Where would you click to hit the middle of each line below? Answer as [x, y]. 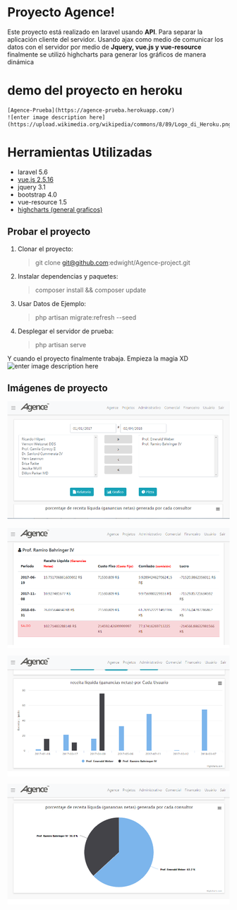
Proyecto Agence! [61, 12]
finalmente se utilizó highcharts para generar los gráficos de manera [107, 54]
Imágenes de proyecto [57, 389]
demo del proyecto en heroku [95, 91]
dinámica [20, 62]
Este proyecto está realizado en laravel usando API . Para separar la [105, 32]
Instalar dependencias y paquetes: [68, 276]
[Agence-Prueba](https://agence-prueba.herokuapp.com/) [91, 110]
